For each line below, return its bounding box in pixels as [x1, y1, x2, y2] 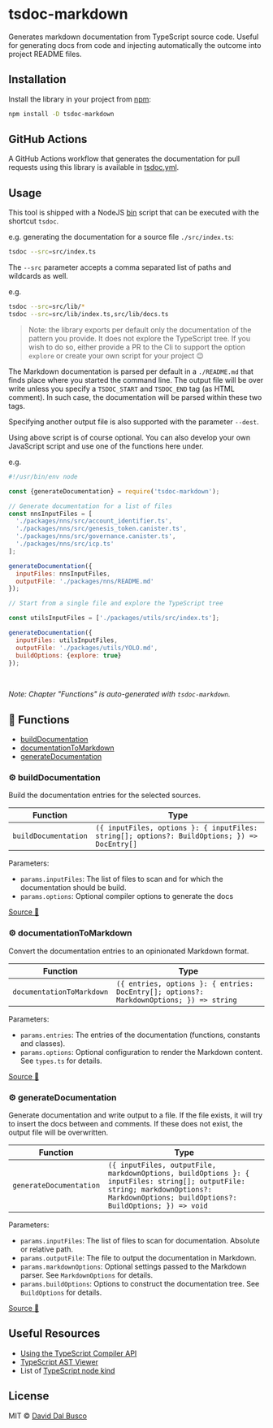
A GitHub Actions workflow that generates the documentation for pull [8, 154, 240, 163]
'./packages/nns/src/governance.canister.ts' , [15, 532, 176, 540]
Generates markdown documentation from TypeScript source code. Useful [8, 32, 259, 41]
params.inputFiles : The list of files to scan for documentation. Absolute [19, 1236, 260, 1246]
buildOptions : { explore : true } [15, 651, 122, 659]
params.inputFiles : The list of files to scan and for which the [19, 875, 223, 884]
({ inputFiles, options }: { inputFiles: [95, 823, 258, 833]
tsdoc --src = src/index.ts [8, 248, 96, 256]
